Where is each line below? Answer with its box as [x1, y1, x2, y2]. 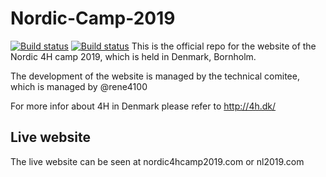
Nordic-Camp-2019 [10, 7, 176, 30]
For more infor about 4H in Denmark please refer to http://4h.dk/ [10, 100, 277, 112]
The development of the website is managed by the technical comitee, [10, 70, 300, 82]
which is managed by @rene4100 [10, 80, 148, 92]
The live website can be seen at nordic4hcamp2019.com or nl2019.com [10, 155, 305, 167]
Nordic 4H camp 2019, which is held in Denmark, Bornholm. [10, 50, 257, 62]
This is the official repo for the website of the [131, 40, 317, 52]
